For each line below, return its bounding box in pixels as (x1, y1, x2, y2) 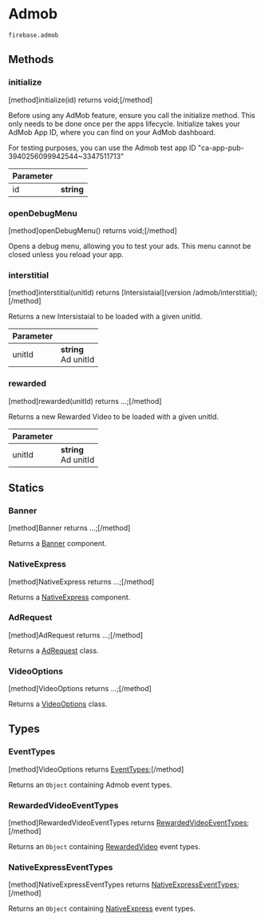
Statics (8, 480, 45, 495)
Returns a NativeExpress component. (8, 592, 131, 602)
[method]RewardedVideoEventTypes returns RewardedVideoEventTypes (8, 818, 247, 828)
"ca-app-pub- (198, 143, 245, 152)
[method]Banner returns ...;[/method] (8, 524, 131, 533)
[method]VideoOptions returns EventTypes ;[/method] (8, 764, 184, 774)
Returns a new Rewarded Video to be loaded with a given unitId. (8, 412, 220, 421)
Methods (8, 53, 54, 66)
